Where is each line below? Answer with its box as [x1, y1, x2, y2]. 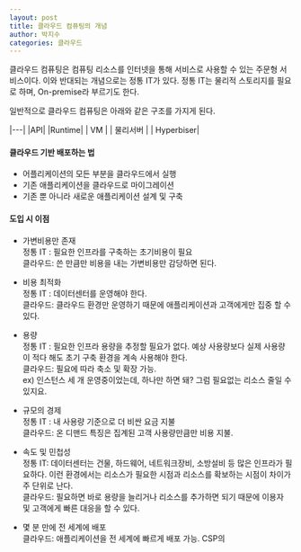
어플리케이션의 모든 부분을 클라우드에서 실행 [22, 168, 177, 180]
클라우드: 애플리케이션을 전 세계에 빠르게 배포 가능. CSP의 [22, 532, 226, 544]
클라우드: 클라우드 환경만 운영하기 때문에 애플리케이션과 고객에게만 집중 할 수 [22, 298, 292, 310]
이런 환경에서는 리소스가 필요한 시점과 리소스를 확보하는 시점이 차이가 [49, 468, 292, 479]
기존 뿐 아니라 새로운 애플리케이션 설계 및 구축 [22, 191, 183, 202]
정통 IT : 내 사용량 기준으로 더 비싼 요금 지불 [22, 415, 176, 427]
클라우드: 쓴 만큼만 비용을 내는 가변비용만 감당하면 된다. [22, 257, 217, 268]
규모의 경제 [22, 405, 62, 415]
